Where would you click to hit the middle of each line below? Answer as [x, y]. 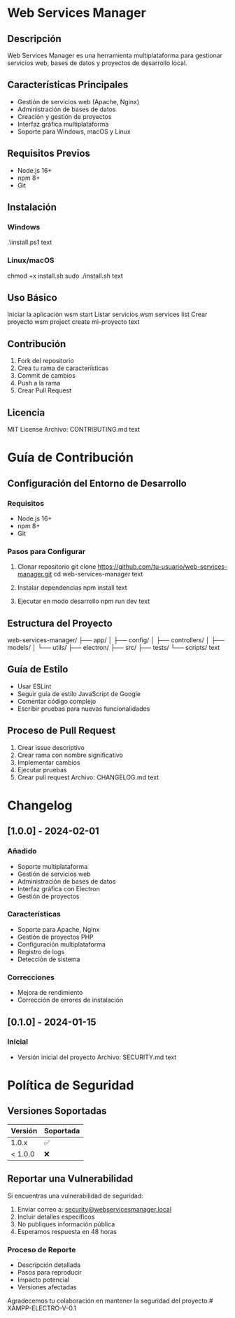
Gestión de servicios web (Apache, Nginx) [78, 101]
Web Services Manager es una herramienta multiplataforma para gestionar [115, 55]
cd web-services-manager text [98, 574]
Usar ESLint [34, 686]
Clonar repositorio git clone [57, 567]
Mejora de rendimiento [50, 993]
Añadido [22, 851]
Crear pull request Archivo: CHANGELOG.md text [88, 777]
